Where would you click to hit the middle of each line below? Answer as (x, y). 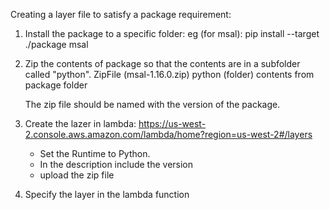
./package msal (56, 44)
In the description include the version (116, 164)
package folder (56, 85)
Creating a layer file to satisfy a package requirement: (121, 14)
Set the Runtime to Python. (95, 153)
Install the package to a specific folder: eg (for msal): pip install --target (172, 33)
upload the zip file (77, 175)
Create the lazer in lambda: (80, 123)
